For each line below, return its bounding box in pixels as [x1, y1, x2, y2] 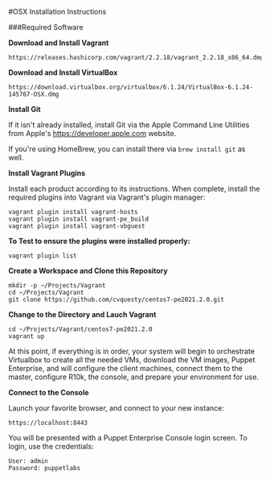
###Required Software [8, 23, 84, 31]
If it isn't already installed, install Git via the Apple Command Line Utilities [8, 120, 250, 130]
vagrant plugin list [8, 252, 78, 260]
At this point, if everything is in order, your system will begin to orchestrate [8, 346, 256, 356]
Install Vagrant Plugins [8, 168, 86, 178]
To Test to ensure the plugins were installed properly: [8, 237, 190, 246]
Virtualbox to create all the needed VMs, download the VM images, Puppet [8, 355, 256, 365]
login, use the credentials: [8, 442, 94, 451]
